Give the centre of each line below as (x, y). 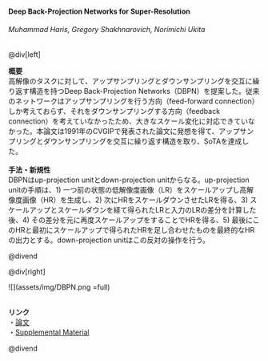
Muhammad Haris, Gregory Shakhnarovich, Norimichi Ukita (107, 30)
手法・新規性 (29, 169)
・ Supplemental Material (49, 332)
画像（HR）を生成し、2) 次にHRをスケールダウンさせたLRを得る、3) (135, 200)
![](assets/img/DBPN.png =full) (59, 287)
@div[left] (25, 54)
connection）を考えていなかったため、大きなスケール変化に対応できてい (128, 121)
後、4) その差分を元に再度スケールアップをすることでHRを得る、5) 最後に (131, 220)
